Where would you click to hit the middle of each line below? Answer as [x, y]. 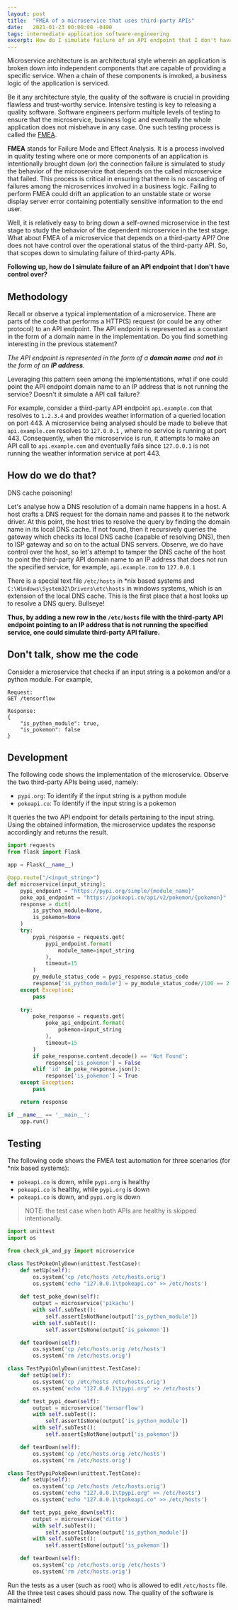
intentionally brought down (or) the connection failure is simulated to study [116, 163]
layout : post [27, 14]
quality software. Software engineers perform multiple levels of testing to [114, 112]
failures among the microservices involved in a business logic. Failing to [112, 186]
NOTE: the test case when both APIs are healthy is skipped [110, 1211]
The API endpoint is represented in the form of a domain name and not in [115, 358]
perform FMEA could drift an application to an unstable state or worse [109, 194]
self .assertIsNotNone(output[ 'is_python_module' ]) [121, 1316]
